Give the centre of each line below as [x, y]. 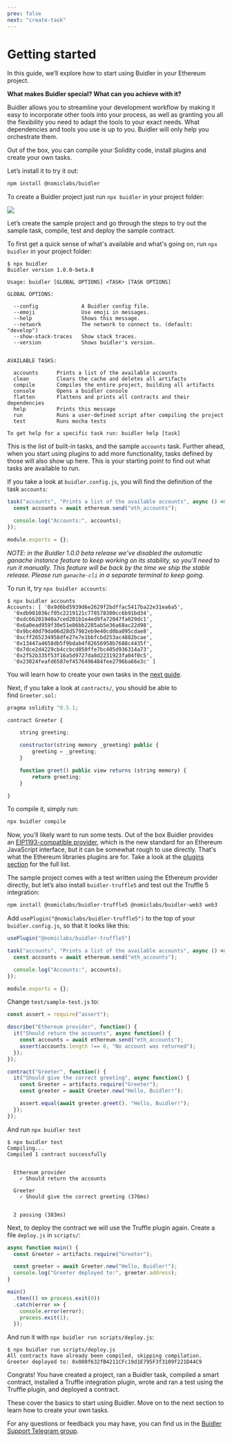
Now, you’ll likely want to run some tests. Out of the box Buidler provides [110, 835]
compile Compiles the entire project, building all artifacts [114, 385]
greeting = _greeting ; [65, 752]
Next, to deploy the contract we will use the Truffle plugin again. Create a [111, 1228]
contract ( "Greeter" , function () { [57, 1072]
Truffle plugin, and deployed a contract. [64, 1389]
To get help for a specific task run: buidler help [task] [94, 434]
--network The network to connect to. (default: [103, 325]
